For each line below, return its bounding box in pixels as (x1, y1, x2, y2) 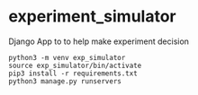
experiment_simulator (8, 6, 176, 27)
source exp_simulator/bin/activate (8, 61, 142, 70)
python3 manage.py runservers (8, 76, 122, 86)
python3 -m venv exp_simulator (8, 53, 126, 62)
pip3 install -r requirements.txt (8, 69, 139, 78)
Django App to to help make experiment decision (8, 36, 190, 47)
